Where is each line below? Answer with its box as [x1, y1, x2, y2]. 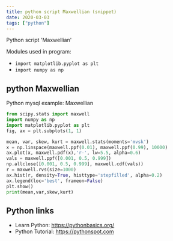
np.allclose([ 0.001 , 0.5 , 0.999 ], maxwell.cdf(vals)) [6, 161, 144, 167]
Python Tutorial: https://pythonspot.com [14, 228, 114, 235]
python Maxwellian [6, 84, 79, 94]
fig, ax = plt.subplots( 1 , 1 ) [6, 127, 82, 134]
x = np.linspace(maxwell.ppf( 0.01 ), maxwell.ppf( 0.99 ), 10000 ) [6, 144, 168, 150]
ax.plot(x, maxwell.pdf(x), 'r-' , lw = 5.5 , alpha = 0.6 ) [6, 150, 141, 156]
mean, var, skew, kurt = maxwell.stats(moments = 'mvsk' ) [6, 139, 149, 145]
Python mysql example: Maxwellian [6, 100, 94, 107]
